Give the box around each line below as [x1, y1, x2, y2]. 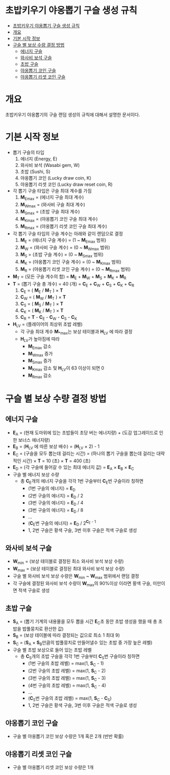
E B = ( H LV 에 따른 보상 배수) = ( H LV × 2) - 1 [12, 443, 100, 450]
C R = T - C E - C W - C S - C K [20, 314, 78, 321]
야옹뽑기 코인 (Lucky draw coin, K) [20, 175, 92, 181]
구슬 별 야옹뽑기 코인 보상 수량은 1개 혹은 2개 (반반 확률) [12, 733, 124, 740]
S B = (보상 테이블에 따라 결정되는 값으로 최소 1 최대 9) [12, 632, 120, 639]
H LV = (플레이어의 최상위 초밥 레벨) [12, 321, 83, 329]
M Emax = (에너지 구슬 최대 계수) [20, 194, 84, 201]
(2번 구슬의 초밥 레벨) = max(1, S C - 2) [28, 668, 106, 675]
